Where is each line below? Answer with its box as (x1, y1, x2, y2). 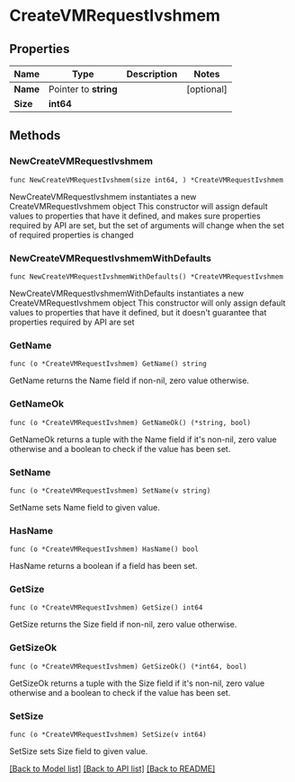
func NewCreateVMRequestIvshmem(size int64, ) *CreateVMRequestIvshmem (9, 175, 283, 184)
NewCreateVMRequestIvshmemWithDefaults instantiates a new (9, 288, 245, 298)
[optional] (185, 83, 228, 95)
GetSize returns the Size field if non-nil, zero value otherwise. (9, 619, 237, 630)
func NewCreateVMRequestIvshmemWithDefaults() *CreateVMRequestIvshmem (9, 271, 283, 281)
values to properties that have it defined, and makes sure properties (9, 210, 261, 221)
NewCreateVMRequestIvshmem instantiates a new (9, 191, 197, 202)
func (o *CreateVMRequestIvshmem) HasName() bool (9, 545, 200, 554)
